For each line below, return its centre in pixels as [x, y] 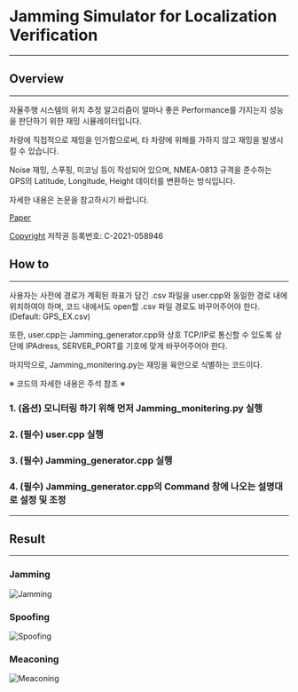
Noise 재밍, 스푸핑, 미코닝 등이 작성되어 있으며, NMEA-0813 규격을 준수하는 [141, 170]
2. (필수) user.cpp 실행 [56, 434]
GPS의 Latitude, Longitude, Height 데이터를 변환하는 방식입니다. [122, 180]
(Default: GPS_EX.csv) [50, 316]
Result [27, 539]
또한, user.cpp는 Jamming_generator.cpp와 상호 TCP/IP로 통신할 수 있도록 [141, 334]
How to [29, 264]
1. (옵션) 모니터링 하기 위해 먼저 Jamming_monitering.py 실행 [136, 409]
